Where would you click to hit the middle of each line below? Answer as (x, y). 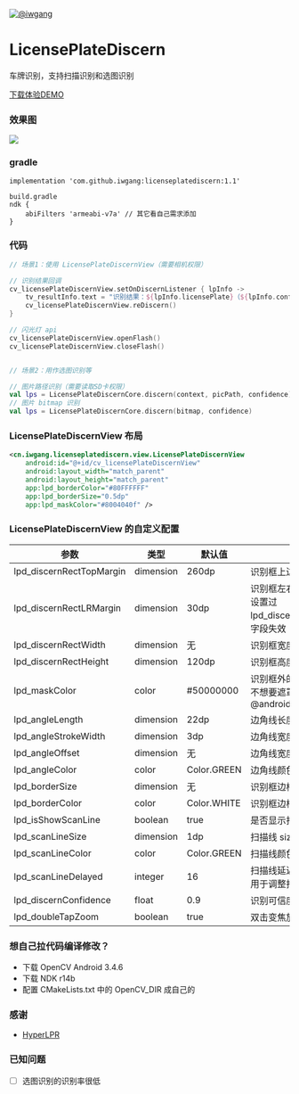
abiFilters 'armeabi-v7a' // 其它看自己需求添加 (111, 214)
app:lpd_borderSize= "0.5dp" (77, 496)
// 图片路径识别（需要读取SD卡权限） (69, 387)
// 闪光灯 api (33, 330)
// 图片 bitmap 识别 (44, 403)
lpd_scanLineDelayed (58, 876)
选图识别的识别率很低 (61, 1081)
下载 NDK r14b (48, 979)
